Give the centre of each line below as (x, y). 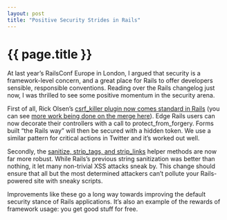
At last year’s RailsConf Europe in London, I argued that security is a (104, 73)
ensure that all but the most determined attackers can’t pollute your (103, 174)
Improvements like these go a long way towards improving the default (107, 194)
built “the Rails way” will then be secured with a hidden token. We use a (109, 131)
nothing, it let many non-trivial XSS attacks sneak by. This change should (111, 166)
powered (20, 181)
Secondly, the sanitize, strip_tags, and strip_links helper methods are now (112, 152)
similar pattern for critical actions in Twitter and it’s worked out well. (103, 138)
